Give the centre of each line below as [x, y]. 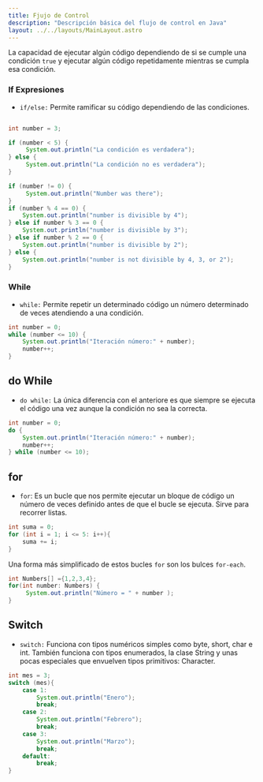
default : [37, 756]
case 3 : [35, 734]
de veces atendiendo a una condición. [81, 312]
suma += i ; [40, 541]
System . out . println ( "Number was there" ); [94, 193]
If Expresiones [36, 90]
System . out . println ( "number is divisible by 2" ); [106, 245]
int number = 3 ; [35, 128]
